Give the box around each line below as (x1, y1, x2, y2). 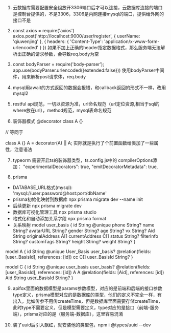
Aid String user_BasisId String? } (5, 275, 74, 281)
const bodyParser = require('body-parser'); (12, 61, 105, 67)
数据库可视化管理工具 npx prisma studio (12, 209, 97, 215)
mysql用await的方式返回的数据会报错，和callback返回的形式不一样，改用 (12, 85, 166, 91)
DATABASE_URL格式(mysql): (12, 184, 73, 191)
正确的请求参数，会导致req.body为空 (21, 51, 100, 57)
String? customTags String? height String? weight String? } (12, 239, 136, 244)
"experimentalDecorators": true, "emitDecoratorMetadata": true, (22, 163, 158, 170)
